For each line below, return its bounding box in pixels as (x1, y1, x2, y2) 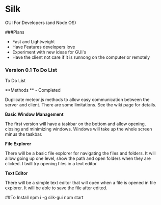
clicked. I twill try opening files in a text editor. (5, 161, 98, 167)
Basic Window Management (5, 111, 64, 117)
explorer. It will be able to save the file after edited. (5, 185, 107, 191)
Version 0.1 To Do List (5, 66, 57, 73)
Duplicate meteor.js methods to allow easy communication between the (5, 97, 150, 102)
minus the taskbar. (5, 131, 43, 137)
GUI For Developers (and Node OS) (5, 20, 76, 26)
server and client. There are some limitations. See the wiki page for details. (5, 102, 157, 108)
